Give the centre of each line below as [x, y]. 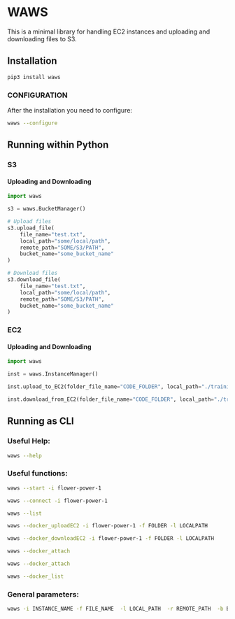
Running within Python [58, 145]
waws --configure [33, 123]
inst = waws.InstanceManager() [53, 374]
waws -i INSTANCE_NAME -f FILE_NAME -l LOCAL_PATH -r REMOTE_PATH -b [115, 609]
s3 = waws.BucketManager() [47, 209]
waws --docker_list [36, 576]
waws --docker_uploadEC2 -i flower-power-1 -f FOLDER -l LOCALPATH [108, 526]
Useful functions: [37, 474]
